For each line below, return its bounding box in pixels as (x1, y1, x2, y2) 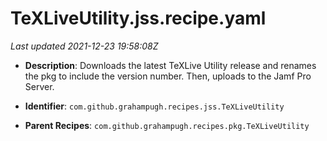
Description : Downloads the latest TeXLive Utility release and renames (24, 59, 317, 71)
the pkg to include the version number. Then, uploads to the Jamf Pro (24, 70, 312, 82)
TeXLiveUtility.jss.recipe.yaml (10, 7, 267, 30)
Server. (24, 80, 55, 92)
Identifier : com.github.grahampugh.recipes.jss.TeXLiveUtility (24, 100, 285, 112)
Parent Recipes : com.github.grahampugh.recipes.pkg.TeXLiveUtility (24, 119, 310, 131)
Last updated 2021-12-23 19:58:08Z (10, 40, 159, 52)
